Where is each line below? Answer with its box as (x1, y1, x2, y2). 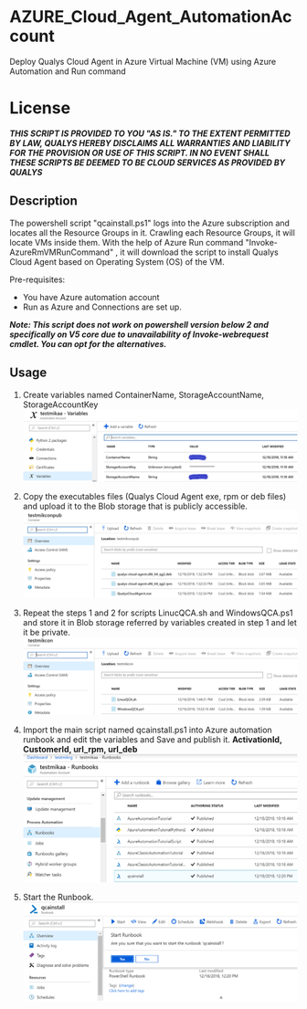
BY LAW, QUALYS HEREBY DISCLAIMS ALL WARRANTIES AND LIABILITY (9, 137, 291, 148)
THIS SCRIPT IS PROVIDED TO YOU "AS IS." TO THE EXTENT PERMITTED (9, 128, 291, 139)
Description (9, 194, 78, 209)
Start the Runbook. (22, 892, 94, 903)
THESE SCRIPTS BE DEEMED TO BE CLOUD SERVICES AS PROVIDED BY (9, 157, 286, 168)
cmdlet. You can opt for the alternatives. (9, 338, 167, 349)
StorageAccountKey (22, 399, 99, 410)
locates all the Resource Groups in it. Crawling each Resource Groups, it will (9, 226, 295, 238)
